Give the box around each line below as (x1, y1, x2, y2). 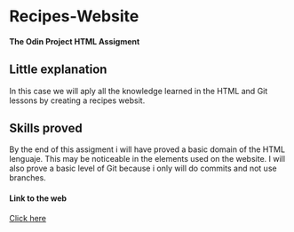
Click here (9, 212, 47, 223)
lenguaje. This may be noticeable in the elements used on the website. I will (9, 154, 286, 164)
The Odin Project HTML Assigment (9, 36, 140, 46)
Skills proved (9, 120, 83, 135)
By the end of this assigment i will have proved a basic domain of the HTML (9, 144, 286, 155)
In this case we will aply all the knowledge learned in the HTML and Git (9, 85, 268, 96)
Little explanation (9, 62, 107, 77)
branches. (9, 172, 46, 183)
